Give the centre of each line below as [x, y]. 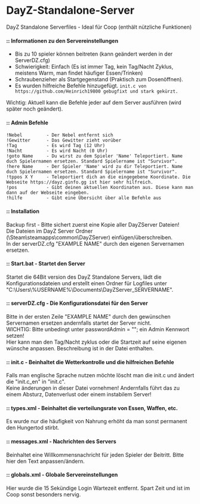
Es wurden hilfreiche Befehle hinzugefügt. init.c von [81, 86]
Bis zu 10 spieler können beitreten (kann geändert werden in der [94, 54]
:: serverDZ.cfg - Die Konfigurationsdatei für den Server [77, 303]
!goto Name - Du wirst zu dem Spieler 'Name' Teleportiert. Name [95, 156]
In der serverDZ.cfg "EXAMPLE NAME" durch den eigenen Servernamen [95, 243]
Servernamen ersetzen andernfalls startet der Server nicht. [79, 323]
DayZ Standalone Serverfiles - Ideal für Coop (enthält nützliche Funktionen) [99, 27]
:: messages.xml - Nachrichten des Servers [61, 441]
